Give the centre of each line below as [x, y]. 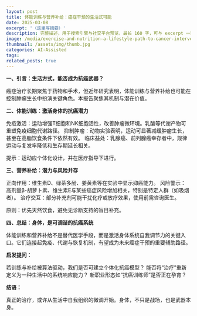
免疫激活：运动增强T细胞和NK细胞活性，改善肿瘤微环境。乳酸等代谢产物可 [96, 123]
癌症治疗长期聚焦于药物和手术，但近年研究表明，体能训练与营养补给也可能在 [98, 91]
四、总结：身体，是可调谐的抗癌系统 [50, 222]
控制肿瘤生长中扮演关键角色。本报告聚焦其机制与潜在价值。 [78, 98]
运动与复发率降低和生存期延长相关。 [50, 145]
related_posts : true [31, 61]
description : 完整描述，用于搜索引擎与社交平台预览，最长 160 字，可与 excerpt [95, 34]
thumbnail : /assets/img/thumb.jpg [48, 45]
